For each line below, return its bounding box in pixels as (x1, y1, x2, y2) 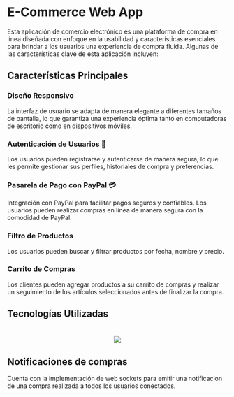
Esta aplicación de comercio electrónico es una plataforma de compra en (7, 27, 218, 36)
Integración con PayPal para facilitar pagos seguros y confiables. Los (7, 198, 207, 207)
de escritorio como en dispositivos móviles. (7, 122, 133, 130)
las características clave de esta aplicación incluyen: (7, 50, 159, 58)
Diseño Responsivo (7, 91, 75, 101)
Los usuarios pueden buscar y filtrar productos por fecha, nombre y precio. (7, 247, 225, 255)
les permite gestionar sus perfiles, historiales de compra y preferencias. (7, 162, 214, 171)
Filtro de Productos (7, 231, 73, 241)
